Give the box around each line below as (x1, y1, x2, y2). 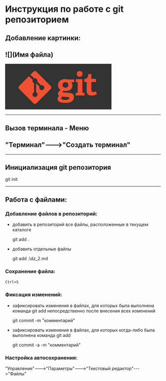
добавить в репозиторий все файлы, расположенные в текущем (12, 221, 149, 227)
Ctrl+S (5, 280, 19, 285)
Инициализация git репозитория (5, 163, 111, 171)
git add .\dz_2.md (12, 256, 48, 262)
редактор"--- (112, 365, 140, 371)
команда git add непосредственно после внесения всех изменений (12, 308, 156, 314)
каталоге (12, 227, 32, 233)
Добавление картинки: (5, 34, 81, 42)
